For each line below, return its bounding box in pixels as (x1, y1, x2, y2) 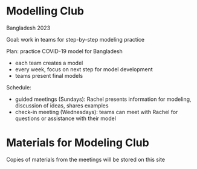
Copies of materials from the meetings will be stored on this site (6, 156, 165, 163)
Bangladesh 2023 (6, 24, 51, 31)
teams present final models (15, 72, 83, 79)
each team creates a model (15, 59, 83, 66)
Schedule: (6, 83, 31, 91)
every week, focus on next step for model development (15, 65, 153, 73)
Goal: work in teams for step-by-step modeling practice (6, 36, 145, 43)
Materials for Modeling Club (6, 136, 149, 150)
